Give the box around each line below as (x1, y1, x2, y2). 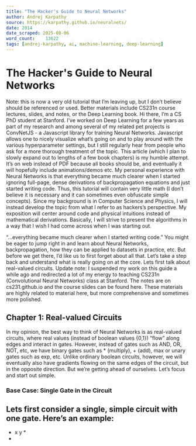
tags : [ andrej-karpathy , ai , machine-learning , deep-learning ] (6, 42, 164, 47)
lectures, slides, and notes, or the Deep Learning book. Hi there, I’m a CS (6, 110, 182, 117)
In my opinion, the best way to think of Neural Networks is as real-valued (6, 328, 182, 335)
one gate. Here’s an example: (6, 413, 114, 423)
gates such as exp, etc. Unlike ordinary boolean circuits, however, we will (6, 353, 183, 360)
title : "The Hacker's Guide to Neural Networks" (6, 8, 127, 15)
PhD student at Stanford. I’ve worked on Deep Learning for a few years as (6, 116, 184, 123)
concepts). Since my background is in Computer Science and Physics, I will (6, 197, 188, 205)
